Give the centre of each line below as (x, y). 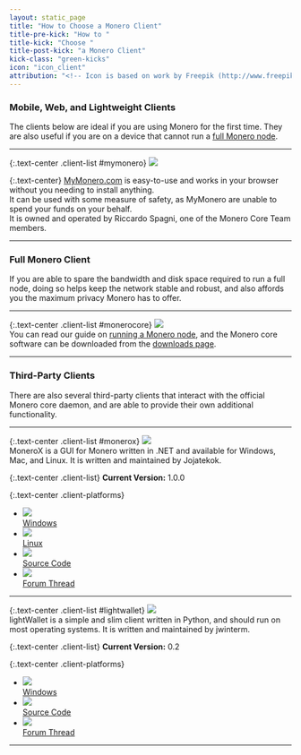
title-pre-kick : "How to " (60, 34)
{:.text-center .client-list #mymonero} (78, 163)
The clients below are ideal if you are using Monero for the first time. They (146, 127)
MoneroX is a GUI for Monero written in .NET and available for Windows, (142, 450)
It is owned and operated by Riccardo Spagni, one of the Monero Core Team (150, 219)
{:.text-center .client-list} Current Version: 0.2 (95, 647)
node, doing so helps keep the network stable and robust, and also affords (147, 288)
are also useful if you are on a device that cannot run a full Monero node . (144, 136)
